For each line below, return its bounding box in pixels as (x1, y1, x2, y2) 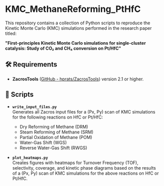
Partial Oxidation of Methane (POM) (19, 134, 92, 140)
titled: (5, 30, 17, 36)
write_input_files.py (12, 104, 57, 110)
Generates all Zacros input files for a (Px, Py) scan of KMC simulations (12, 109, 156, 115)
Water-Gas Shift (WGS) (19, 139, 67, 145)
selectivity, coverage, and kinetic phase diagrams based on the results (12, 165, 156, 171)
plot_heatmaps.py (12, 155, 48, 160)
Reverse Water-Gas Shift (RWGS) (19, 145, 87, 151)
